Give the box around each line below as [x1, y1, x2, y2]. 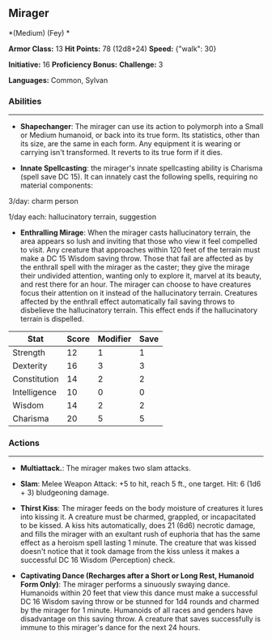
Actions [8, 438, 40, 449]
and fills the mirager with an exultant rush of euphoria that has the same [19, 530, 261, 539]
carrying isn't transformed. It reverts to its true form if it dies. [19, 148, 223, 158]
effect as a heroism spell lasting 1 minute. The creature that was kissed [19, 538, 257, 547]
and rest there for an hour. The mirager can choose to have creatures [19, 279, 252, 289]
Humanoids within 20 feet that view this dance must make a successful [19, 588, 258, 598]
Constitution [12, 374, 59, 385]
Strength [12, 347, 46, 358]
